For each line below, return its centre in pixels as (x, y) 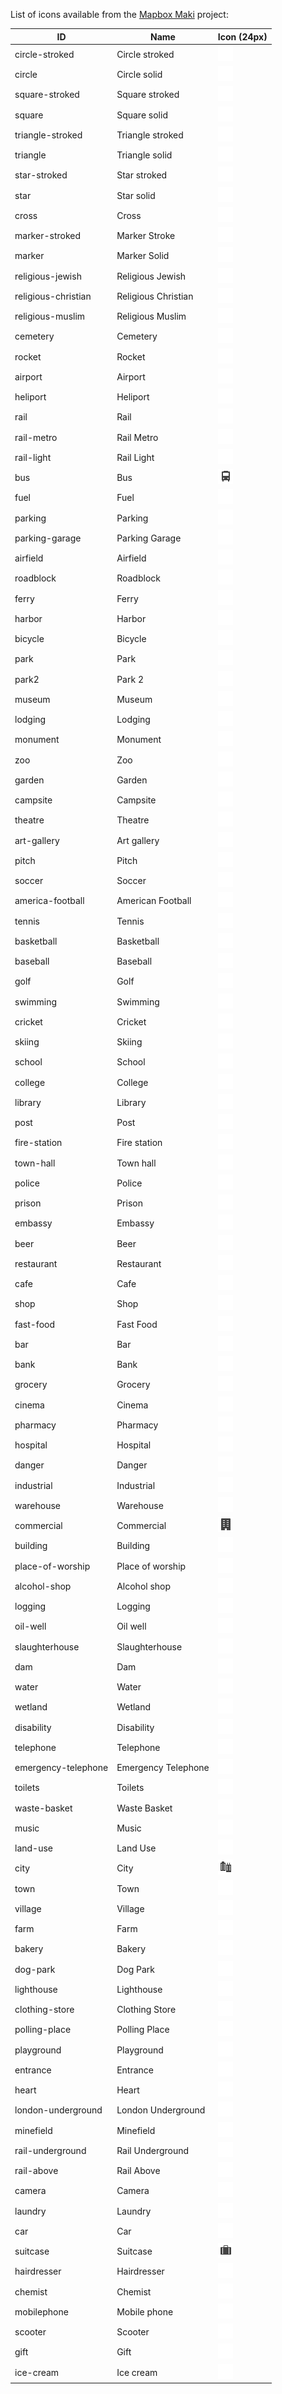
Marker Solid (143, 256)
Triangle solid (144, 155)
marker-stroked (47, 235)
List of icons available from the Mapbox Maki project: (119, 14)
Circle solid (139, 74)
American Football (154, 901)
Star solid (136, 195)
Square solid (142, 115)
